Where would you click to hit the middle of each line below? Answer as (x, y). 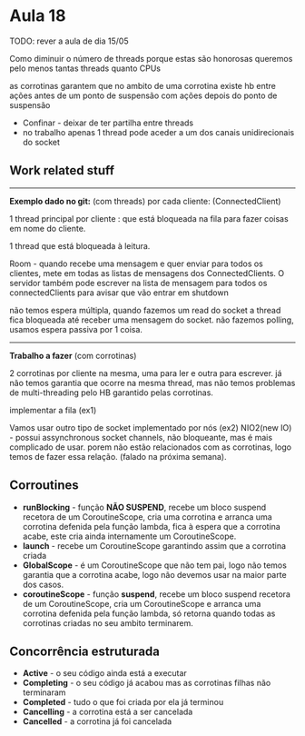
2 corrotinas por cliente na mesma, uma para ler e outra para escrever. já (146, 373)
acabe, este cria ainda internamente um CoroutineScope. (129, 536)
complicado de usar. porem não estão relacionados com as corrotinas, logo (151, 447)
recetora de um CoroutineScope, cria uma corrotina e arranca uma (147, 517)
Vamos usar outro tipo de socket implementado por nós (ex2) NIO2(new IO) (151, 427)
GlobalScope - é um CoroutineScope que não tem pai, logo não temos (155, 565)
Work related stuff (62, 170)
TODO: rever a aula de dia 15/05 (69, 41)
